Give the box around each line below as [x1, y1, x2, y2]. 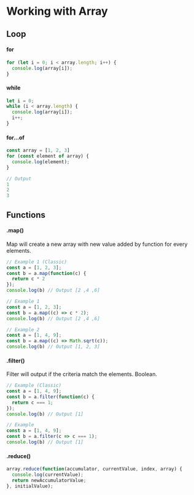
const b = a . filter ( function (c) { [6, 394, 95, 400]
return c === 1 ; [12, 399, 53, 405]
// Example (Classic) [6, 382, 62, 389]
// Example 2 [6, 326, 40, 332]
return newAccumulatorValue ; [12, 477, 87, 483]
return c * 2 [12, 276, 45, 282]
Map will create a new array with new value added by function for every [6, 240, 188, 248]
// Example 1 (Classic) [6, 259, 68, 265]
